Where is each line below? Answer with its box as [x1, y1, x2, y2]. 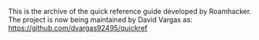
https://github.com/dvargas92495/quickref [8, 24, 148, 32]
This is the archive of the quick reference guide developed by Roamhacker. [8, 7, 252, 16]
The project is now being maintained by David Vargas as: [8, 15, 193, 24]
